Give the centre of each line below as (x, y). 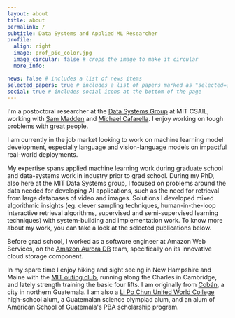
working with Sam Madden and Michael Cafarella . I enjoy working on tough (115, 119)
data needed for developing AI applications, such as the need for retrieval (113, 191)
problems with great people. (48, 126)
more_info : (29, 66)
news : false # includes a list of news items (74, 78)
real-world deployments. (43, 155)
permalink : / (26, 27)
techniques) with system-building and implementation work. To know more (115, 221)
